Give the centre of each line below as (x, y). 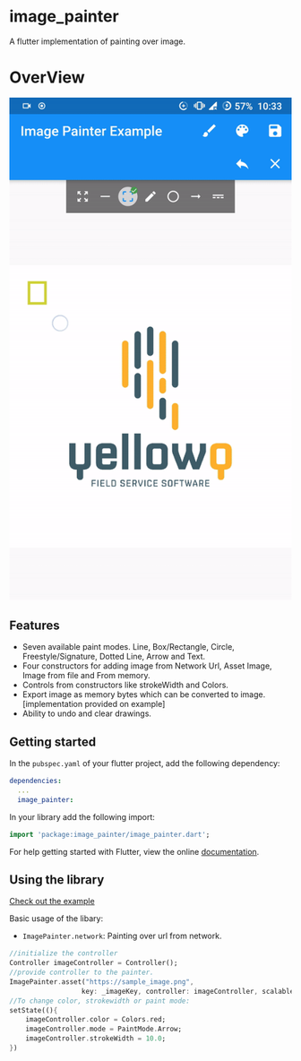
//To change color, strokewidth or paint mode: (100, 1001)
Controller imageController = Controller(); (94, 963)
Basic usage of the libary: (56, 919)
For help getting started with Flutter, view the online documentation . (134, 851)
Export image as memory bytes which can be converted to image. (144, 694)
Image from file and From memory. (86, 676)
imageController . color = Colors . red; (96, 1020)
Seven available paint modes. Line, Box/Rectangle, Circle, (128, 647)
